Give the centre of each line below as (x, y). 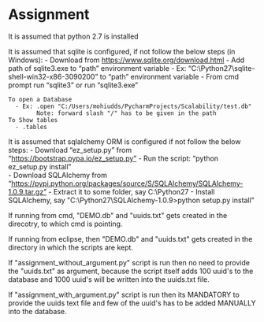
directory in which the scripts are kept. (71, 247)
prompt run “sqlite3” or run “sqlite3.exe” (73, 85)
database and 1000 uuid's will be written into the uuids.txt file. (109, 279)
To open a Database (40, 99)
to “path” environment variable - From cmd (169, 76)
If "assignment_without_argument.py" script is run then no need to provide (129, 262)
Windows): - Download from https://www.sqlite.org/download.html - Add (126, 60)
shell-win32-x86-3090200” (53, 76)
